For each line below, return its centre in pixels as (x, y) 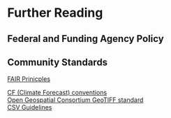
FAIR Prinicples (29, 79)
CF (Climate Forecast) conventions (57, 93)
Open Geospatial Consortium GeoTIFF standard (75, 100)
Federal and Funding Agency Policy (85, 39)
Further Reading (55, 13)
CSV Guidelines (30, 108)
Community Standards (58, 62)
